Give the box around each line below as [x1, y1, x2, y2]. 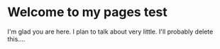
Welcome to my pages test [7, 4, 168, 20]
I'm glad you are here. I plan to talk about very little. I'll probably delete [7, 27, 214, 36]
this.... [7, 34, 26, 43]
